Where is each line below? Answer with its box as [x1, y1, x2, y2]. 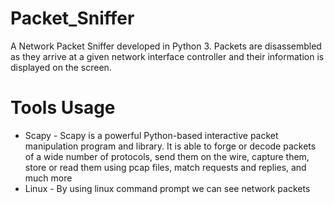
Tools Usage [10, 97, 116, 119]
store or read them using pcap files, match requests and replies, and [24, 161, 307, 173]
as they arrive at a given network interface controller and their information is [10, 50, 325, 62]
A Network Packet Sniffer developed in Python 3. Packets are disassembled [10, 40, 322, 52]
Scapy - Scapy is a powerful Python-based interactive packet [24, 129, 279, 141]
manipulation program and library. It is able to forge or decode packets [24, 140, 317, 152]
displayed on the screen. [10, 61, 112, 73]
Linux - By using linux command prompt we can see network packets [24, 182, 311, 194]
